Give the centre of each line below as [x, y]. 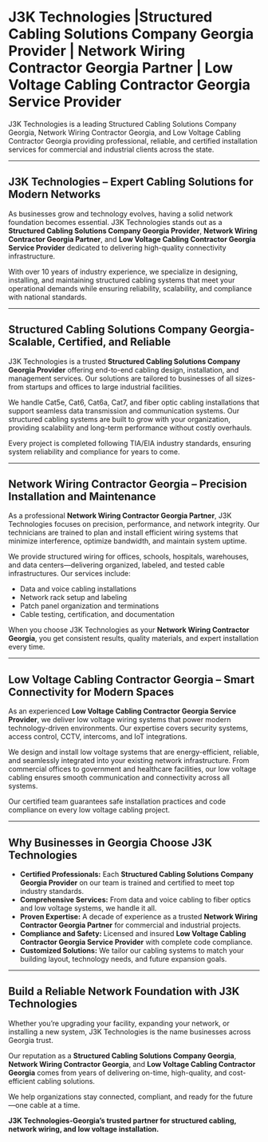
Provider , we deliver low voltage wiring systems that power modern [120, 720]
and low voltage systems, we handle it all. [88, 908]
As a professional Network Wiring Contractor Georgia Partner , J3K [120, 516]
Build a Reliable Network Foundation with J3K [124, 992]
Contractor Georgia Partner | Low [121, 68]
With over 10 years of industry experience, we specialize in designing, [123, 271]
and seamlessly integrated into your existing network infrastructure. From [129, 761]
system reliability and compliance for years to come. [94, 452]
